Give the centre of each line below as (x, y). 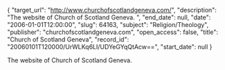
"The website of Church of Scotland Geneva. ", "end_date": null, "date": (109, 17)
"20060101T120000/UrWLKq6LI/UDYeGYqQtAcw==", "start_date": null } (110, 47)
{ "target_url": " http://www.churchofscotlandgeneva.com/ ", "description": (112, 10)
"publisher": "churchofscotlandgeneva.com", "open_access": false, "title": (112, 32)
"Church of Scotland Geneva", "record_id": (68, 40)
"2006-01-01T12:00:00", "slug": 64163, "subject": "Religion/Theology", (108, 25)
